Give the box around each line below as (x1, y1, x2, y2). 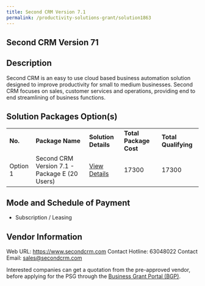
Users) (35, 177, 56, 185)
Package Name (35, 136, 81, 145)
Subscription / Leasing (15, 214, 72, 221)
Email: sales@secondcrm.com (6, 254, 82, 262)
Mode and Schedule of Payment (6, 197, 131, 208)
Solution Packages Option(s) (6, 111, 118, 122)
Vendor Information (6, 232, 82, 242)
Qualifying (161, 140, 193, 148)
